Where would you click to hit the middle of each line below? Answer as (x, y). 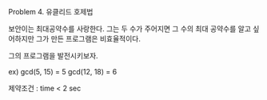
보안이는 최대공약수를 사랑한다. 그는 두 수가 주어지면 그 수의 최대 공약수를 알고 (130, 29)
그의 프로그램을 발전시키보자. (53, 56)
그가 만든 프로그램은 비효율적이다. (88, 39)
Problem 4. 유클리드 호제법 (51, 12)
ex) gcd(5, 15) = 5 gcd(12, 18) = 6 (63, 72)
